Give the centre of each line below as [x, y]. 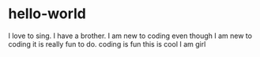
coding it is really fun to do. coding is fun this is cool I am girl [107, 44]
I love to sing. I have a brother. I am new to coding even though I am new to [130, 36]
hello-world [47, 14]
